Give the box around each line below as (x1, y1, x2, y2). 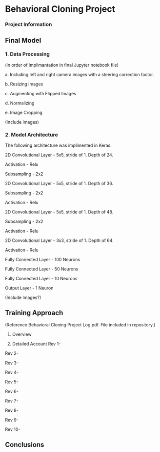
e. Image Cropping (5, 109, 42, 115)
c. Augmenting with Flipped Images (5, 90, 77, 96)
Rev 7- (5, 398, 19, 403)
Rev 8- (5, 407, 19, 413)
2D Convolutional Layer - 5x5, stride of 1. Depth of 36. (5, 181, 114, 186)
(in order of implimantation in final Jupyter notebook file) (5, 62, 119, 68)
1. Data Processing (5, 51, 50, 57)
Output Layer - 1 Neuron (5, 285, 54, 291)
